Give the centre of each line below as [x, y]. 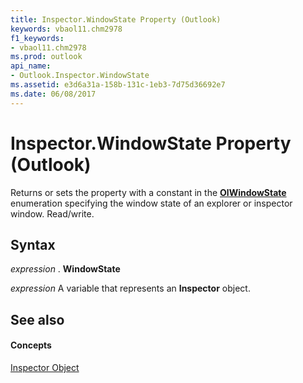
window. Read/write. [52, 213]
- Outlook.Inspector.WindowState [80, 76]
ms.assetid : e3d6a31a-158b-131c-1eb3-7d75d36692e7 [118, 85]
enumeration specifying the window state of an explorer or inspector [151, 203]
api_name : [31, 66]
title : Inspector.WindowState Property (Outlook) [116, 19]
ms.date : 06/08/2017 [53, 94]
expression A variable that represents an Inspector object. [130, 288]
